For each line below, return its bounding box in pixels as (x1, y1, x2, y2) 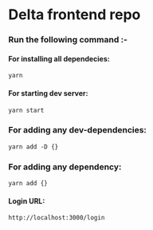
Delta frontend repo (8, 6, 141, 24)
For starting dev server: (8, 88, 88, 97)
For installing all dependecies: (8, 54, 110, 63)
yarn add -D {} (8, 142, 59, 151)
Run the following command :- (8, 34, 127, 46)
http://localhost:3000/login (8, 214, 105, 222)
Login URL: (8, 196, 45, 205)
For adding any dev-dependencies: (8, 125, 147, 136)
